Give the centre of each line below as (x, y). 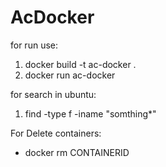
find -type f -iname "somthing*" (90, 113)
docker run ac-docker (70, 75)
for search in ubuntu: (53, 94)
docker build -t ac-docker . (80, 64)
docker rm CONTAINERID (77, 152)
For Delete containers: (56, 133)
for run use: (34, 45)
